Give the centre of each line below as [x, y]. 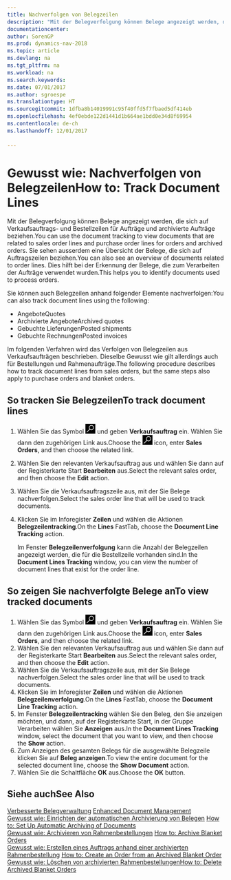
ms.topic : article [33, 51]
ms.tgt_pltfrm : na [33, 65]
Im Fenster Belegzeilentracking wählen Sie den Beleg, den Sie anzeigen [120, 714]
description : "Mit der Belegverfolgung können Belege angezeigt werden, [113, 22]
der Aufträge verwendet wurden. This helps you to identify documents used [113, 273]
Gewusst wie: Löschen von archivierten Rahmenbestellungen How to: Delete [114, 862]
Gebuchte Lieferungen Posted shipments [74, 329]
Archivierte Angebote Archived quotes [70, 321]
